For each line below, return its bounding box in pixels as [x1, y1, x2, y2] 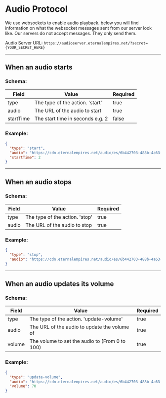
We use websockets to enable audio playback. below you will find [5, 20, 139, 26]
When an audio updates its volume [5, 280, 114, 288]
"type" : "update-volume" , [9, 374, 63, 380]
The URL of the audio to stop [25, 221, 92, 228]
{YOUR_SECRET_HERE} [5, 45, 45, 50]
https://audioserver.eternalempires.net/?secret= [43, 40, 148, 45]
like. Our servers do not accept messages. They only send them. [5, 30, 137, 36]
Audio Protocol [5, 3, 68, 15]
